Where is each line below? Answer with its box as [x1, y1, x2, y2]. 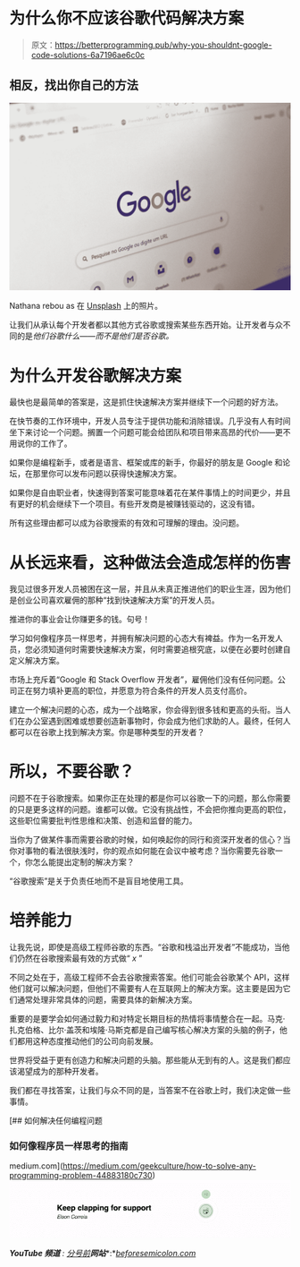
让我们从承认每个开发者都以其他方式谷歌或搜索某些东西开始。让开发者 [9, 320, 268, 330]
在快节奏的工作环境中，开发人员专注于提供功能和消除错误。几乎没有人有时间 [9, 415, 291, 426]
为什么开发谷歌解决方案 [9, 365, 182, 386]
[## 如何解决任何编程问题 [9, 1116, 103, 1126]
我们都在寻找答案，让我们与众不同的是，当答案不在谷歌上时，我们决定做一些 [9, 1085, 291, 1096]
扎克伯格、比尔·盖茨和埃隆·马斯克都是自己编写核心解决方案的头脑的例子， [9, 1024, 280, 1035]
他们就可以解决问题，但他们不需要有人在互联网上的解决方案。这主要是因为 [9, 983, 283, 994]
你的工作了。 [24, 438, 72, 449]
